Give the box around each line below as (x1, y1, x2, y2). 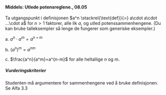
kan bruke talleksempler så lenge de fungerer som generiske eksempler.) (5, 25, 156, 32)
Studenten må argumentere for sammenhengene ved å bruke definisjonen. (5, 80, 159, 86)
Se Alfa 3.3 (5, 85, 28, 92)
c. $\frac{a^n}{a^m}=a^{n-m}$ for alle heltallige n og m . (5, 56, 120, 62)
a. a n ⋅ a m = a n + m (5, 35, 43, 42)
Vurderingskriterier (5, 68, 46, 74)
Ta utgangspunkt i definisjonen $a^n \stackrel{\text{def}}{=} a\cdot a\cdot (5, 15, 158, 21)
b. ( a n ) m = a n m (5, 45, 36, 52)
